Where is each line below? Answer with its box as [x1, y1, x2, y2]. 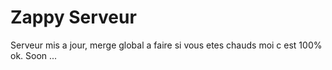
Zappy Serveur [10, 6, 137, 29]
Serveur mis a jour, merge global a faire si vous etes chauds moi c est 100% [10, 39, 323, 51]
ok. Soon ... [10, 49, 58, 61]
